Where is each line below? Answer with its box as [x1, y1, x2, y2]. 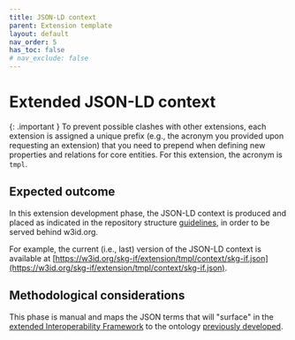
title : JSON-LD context [9, 12, 97, 22]
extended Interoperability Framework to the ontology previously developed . [9, 321, 284, 331]
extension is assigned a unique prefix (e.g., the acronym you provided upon [9, 130, 284, 141]
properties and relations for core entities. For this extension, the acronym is [9, 149, 283, 160]
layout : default [9, 29, 69, 38]
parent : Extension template [9, 21, 113, 30]
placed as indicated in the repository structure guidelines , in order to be [9, 217, 270, 228]
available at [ [9, 253, 56, 263]
